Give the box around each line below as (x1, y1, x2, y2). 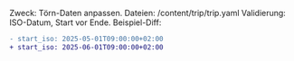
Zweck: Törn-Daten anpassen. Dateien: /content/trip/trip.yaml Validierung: (9, 8, 287, 18)
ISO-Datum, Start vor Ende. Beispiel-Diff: (9, 17, 162, 28)
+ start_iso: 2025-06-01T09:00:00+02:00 (9, 42, 165, 52)
